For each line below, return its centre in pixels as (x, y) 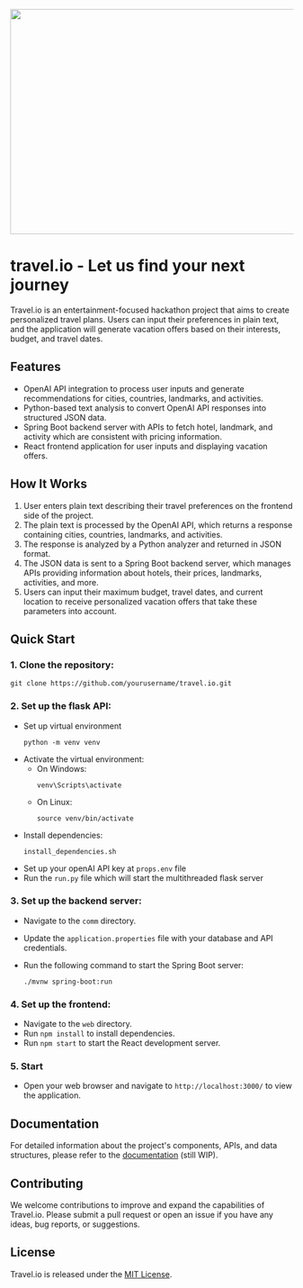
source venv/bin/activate (85, 818)
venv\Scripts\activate (79, 785)
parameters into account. (70, 611)
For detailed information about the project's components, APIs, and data (144, 1146)
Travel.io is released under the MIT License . (91, 1274)
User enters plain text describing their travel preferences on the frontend (158, 505)
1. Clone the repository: (62, 665)
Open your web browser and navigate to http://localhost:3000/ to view (158, 1086)
